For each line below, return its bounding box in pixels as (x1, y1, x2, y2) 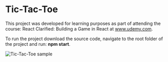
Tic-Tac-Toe (5, 4, 58, 15)
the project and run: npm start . (5, 41, 70, 47)
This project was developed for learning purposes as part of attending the (5, 20, 161, 26)
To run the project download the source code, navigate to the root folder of (5, 36, 163, 42)
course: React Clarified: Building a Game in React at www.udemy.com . (5, 25, 153, 32)
